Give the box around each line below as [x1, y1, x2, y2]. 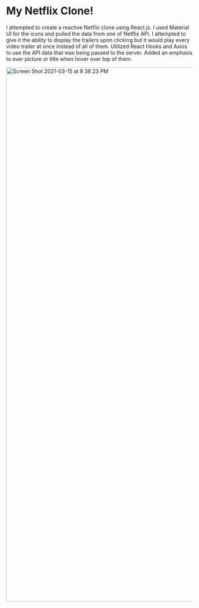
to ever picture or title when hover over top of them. [6, 55, 132, 62]
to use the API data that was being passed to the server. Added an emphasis [6, 49, 193, 56]
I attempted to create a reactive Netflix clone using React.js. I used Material [6, 24, 190, 31]
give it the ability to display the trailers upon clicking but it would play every [6, 36, 190, 43]
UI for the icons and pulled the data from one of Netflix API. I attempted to [6, 30, 187, 37]
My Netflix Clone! [6, 4, 94, 18]
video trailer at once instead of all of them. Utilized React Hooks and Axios [6, 43, 188, 50]
